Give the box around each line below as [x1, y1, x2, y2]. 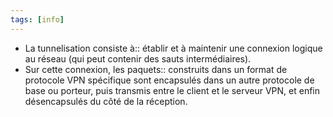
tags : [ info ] [10, 14, 65, 25]
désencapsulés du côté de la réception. [24, 95, 188, 107]
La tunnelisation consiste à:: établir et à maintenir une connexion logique [24, 42, 323, 54]
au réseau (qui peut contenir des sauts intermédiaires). [24, 52, 252, 65]
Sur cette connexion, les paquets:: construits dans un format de [24, 63, 288, 75]
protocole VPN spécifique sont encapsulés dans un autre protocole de [24, 74, 315, 86]
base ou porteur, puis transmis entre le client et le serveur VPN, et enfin [24, 84, 320, 96]
